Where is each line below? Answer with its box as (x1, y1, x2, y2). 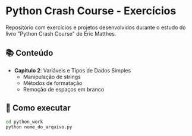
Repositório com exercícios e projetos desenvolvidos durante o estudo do (5, 24, 186, 31)
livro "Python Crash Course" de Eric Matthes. (5, 30, 117, 37)
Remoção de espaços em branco (23, 86, 105, 93)
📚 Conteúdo (5, 48, 53, 58)
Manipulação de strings (23, 73, 81, 80)
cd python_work (5, 119, 43, 125)
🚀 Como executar (5, 103, 71, 113)
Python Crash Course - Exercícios (5, 4, 177, 18)
